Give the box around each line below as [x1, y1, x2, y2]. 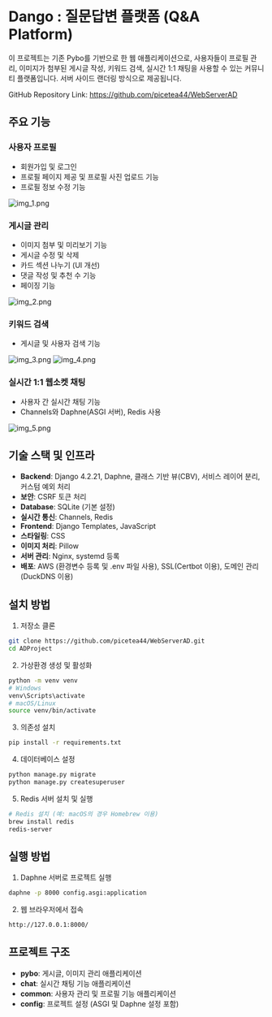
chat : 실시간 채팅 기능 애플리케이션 [19, 978, 132, 988]
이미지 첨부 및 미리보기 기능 [19, 240, 108, 249]
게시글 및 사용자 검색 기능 [19, 339, 101, 348]
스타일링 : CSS [19, 531, 66, 541]
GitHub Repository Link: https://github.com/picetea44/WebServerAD [8, 89, 238, 99]
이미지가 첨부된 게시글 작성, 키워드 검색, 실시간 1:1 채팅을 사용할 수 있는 [19, 63, 244, 73]
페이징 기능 [19, 280, 56, 290]
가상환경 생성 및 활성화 [19, 660, 93, 670]
